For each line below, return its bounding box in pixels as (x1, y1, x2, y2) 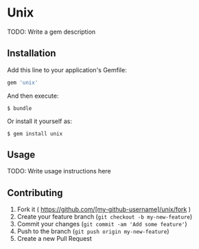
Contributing (7, 187, 63, 199)
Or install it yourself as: (7, 117, 72, 125)
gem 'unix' (7, 79, 38, 86)
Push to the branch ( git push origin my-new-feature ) (16, 227, 169, 235)
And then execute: (7, 91, 59, 100)
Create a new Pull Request (16, 235, 93, 243)
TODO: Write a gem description (7, 28, 96, 36)
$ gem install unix (7, 130, 63, 137)
